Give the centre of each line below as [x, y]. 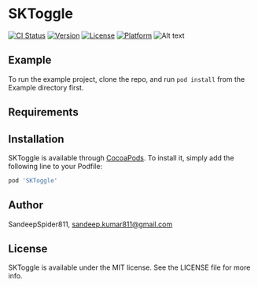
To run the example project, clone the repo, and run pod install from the [127, 79]
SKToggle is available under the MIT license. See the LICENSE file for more [129, 267]
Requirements [43, 112]
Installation [36, 139]
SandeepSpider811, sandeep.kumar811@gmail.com [90, 224]
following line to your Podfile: [55, 166]
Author [26, 205]
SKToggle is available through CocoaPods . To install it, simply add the [121, 157]
